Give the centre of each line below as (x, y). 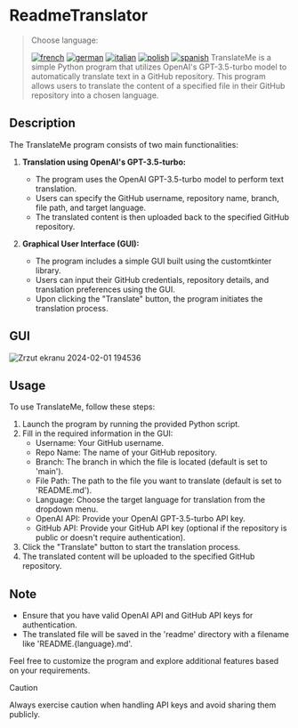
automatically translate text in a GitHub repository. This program (148, 76)
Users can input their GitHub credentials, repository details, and (152, 279)
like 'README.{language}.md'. (77, 644)
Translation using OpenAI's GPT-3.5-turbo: (104, 162)
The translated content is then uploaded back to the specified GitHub (162, 217)
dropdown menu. (67, 509)
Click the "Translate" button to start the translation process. (131, 547)
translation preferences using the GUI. (105, 289)
